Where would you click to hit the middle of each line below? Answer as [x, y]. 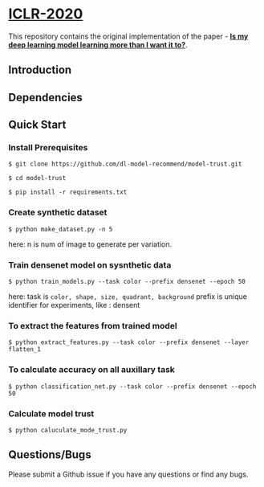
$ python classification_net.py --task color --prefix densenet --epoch [132, 387]
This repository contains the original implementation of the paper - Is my [128, 36]
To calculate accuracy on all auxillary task [91, 370]
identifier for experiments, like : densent [74, 305]
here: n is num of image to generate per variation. [90, 244]
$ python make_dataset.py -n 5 [61, 229]
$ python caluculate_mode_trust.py [68, 430]
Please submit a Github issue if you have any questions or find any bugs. [128, 474]
